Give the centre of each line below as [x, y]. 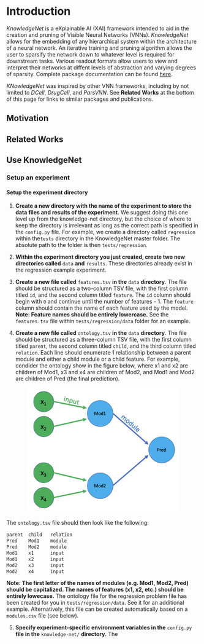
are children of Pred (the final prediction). [67, 379]
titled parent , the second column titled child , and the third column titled [105, 346]
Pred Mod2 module [37, 547]
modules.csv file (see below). [43, 616]
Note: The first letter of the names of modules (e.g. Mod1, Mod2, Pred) [97, 583]
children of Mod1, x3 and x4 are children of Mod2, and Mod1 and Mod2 [105, 372]
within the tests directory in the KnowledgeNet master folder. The [98, 238]
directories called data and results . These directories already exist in [104, 264]
